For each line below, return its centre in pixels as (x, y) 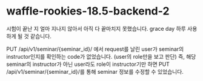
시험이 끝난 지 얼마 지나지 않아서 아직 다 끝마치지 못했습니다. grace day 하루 (96, 28)
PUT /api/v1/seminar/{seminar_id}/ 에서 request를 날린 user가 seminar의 (95, 49)
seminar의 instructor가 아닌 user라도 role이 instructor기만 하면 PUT (88, 64)
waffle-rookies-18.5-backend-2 (88, 11)
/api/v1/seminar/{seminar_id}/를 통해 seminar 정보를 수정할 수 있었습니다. (95, 71)
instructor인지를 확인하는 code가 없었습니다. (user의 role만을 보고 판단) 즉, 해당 (101, 56)
